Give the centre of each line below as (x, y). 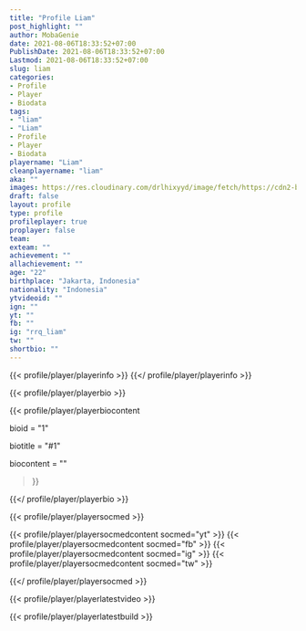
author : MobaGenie (44, 35)
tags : (20, 111)
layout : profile (40, 205)
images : (24, 188)
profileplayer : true (49, 221)
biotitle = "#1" (35, 446)
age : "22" (28, 273)
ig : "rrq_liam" (38, 332)
